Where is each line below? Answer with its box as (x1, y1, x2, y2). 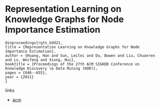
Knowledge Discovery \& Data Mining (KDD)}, (5, 66, 98, 71)
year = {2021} (5, 74, 34, 79)
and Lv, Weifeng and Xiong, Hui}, (5, 57, 76, 62)
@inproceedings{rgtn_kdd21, (5, 40, 63, 45)
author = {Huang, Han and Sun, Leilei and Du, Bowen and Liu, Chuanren (5, 53, 155, 58)
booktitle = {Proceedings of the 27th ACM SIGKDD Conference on (5, 62, 140, 66)
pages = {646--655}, (5, 70, 48, 75)
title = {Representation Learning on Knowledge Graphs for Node (5, 44, 140, 49)
